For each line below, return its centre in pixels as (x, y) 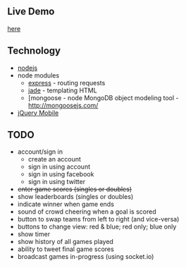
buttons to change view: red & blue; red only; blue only (97, 227)
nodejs (27, 68)
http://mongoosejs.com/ (63, 105)
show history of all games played (66, 242)
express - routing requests (67, 83)
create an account (54, 159)
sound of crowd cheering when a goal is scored (87, 212)
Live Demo (31, 12)
